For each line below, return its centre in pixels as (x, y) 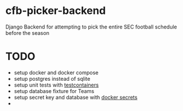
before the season (27, 33)
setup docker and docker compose (56, 72)
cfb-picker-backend (56, 11)
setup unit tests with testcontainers (56, 85)
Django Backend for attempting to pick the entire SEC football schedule (91, 27)
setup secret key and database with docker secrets (76, 97)
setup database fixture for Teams (54, 91)
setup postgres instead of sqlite (52, 78)
